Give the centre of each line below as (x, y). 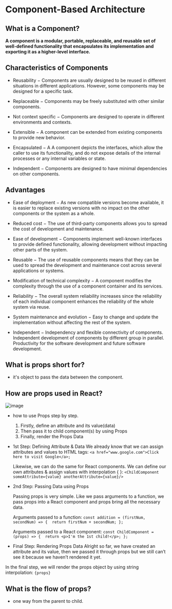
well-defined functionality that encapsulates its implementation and (80, 46)
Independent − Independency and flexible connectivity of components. (88, 332)
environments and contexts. (42, 122)
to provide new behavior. (39, 137)
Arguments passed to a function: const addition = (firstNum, (79, 517)
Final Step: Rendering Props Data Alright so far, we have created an (84, 546)
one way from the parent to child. (48, 601)
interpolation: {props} (28, 572)
